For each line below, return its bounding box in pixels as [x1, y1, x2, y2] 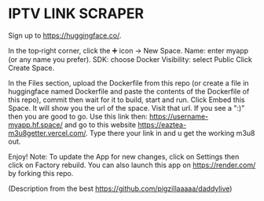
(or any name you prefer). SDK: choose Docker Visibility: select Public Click [8, 54, 253, 64]
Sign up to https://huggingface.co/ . [8, 31, 122, 40]
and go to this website [64, 119, 136, 130]
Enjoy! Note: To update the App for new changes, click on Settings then [8, 152, 240, 161]
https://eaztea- [137, 119, 187, 130]
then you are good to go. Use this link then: [8, 111, 148, 121]
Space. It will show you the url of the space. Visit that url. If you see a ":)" [8, 103, 245, 112]
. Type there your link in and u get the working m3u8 [85, 128, 255, 137]
